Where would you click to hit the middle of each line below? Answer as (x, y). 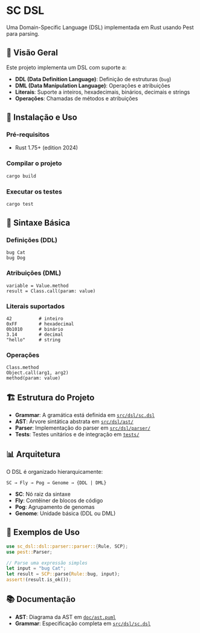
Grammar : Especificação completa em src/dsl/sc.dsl (83, 623)
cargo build (21, 176)
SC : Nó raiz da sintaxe (43, 494)
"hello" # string (34, 340)
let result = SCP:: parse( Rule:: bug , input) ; (63, 574)
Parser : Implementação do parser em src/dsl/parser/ (83, 428)
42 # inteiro (35, 319)
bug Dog (16, 258)
